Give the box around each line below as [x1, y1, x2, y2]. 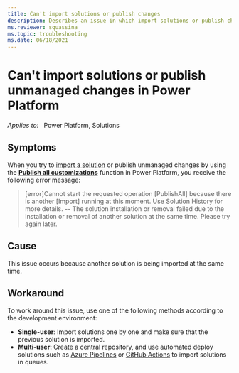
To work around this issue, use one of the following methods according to [7, 306, 223, 315]
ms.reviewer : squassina [7, 23, 78, 31]
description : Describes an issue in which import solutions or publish [7, 17, 224, 24]
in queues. [17, 357, 49, 366]
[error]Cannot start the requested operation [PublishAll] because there [24, 189, 232, 198]
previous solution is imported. [17, 335, 105, 343]
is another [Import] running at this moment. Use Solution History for [24, 197, 223, 205]
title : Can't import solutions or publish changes [7, 10, 161, 18]
